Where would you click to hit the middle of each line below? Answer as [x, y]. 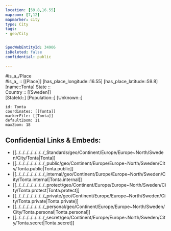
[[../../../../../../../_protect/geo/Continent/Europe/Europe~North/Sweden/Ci [89, 185]
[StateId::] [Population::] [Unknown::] [44, 97]
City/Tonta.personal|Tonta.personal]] [52, 212]
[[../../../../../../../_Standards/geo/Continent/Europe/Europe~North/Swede [88, 152]
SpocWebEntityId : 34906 [31, 47]
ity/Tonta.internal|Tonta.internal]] [47, 179]
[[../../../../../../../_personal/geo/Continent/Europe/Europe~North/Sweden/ [89, 207]
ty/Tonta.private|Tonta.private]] [46, 201]
